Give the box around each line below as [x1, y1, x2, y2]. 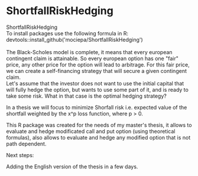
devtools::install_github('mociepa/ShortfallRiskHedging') [6, 36, 143, 43]
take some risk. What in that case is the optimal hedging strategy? [6, 92, 167, 99]
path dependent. [6, 140, 47, 147]
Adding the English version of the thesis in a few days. [6, 163, 138, 170]
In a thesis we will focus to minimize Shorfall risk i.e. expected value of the [6, 104, 187, 111]
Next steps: [6, 151, 34, 158]
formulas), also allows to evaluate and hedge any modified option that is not [6, 134, 191, 141]
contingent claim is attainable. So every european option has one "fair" [6, 55, 178, 62]
